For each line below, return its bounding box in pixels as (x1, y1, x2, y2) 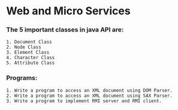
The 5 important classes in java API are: (6, 26, 124, 34)
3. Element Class (6, 50, 50, 56)
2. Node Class (6, 44, 42, 50)
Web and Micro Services (6, 4, 131, 18)
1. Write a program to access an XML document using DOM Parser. (6, 87, 173, 93)
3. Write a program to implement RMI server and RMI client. (6, 97, 162, 104)
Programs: (6, 74, 38, 82)
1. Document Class (6, 39, 52, 45)
